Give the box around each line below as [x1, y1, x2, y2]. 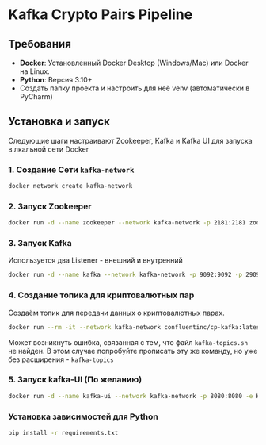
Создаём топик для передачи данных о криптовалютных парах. [8, 308, 226, 317]
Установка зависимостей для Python [8, 411, 158, 422]
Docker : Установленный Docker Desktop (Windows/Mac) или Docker [19, 58, 249, 67]
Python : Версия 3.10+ [19, 75, 93, 84]
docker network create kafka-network [8, 182, 133, 190]
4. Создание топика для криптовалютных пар [8, 290, 195, 301]
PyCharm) [19, 92, 53, 101]
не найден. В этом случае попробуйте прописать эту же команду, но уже [8, 346, 258, 355]
